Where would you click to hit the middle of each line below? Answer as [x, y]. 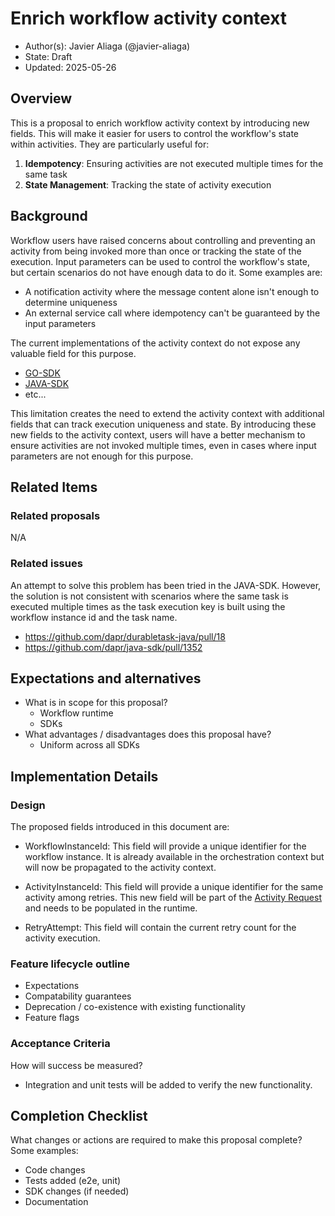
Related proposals [55, 515]
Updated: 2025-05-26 [70, 67]
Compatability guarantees [78, 996]
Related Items [54, 487]
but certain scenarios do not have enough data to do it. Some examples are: [166, 272]
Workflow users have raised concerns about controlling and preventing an [163, 240]
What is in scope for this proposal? [96, 703]
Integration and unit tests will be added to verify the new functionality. [168, 1084]
